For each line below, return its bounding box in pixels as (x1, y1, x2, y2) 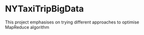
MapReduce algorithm (5, 24, 49, 30)
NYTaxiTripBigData (5, 3, 84, 14)
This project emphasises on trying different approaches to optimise (5, 19, 140, 25)
